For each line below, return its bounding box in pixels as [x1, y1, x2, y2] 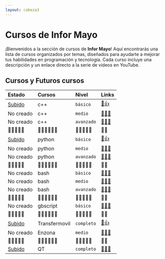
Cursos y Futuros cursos [5, 76, 84, 85]
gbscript [37, 203, 58, 210]
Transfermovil [37, 220, 71, 227]
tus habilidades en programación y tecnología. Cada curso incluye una [5, 56, 152, 62]
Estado [8, 91, 25, 98]
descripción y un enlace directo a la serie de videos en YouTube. [5, 61, 140, 68]
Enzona [37, 229, 56, 236]
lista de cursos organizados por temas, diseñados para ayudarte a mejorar [5, 51, 160, 57]
